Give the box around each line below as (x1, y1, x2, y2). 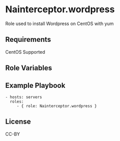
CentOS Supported (5, 49, 45, 55)
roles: (10, 99, 24, 104)
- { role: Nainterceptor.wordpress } (16, 103, 97, 108)
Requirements (5, 35, 51, 44)
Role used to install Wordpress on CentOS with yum (5, 20, 114, 27)
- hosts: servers (5, 95, 42, 100)
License (5, 118, 31, 126)
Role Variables (5, 64, 52, 73)
